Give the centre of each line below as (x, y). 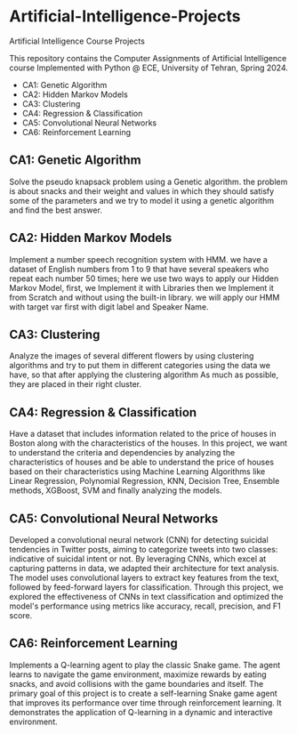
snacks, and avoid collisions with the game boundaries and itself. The (136, 683)
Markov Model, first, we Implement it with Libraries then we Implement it (141, 287)
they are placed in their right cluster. (76, 384)
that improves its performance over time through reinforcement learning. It (145, 702)
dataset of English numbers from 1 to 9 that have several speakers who (139, 269)
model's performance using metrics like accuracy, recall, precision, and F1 (145, 606)
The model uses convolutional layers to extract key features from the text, (144, 577)
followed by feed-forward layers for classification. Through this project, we (146, 587)
